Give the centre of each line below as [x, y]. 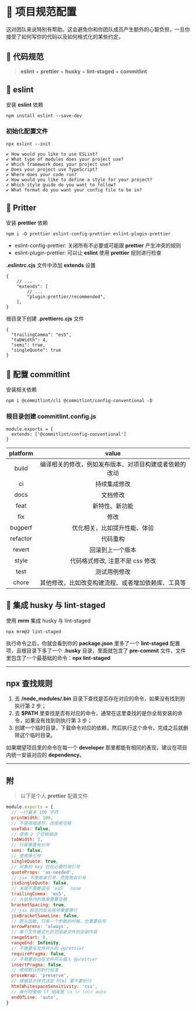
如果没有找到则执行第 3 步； [59, 721]
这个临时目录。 [38, 735]
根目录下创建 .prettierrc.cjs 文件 [45, 318]
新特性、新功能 [113, 505]
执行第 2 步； [30, 706]
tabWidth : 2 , [27, 840]
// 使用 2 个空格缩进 [34, 834]
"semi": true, [28, 345]
